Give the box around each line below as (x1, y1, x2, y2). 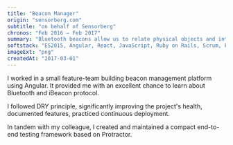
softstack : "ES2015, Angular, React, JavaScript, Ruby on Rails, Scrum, (7, 42, 222, 49)
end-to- (197, 122, 220, 131)
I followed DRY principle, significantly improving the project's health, (7, 101, 202, 110)
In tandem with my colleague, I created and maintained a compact (7, 122, 196, 131)
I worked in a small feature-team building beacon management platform (7, 74, 212, 82)
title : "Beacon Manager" (7, 10, 79, 17)
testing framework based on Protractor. (19, 130, 132, 138)
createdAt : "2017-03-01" (7, 55, 79, 62)
